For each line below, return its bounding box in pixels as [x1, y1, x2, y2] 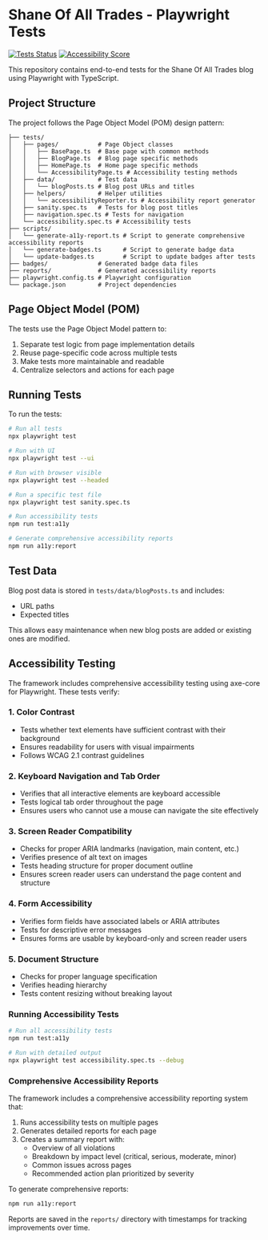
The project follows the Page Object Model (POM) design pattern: [8, 118, 225, 128]
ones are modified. [8, 634, 70, 643]
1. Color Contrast [8, 707, 75, 718]
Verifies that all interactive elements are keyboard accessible [19, 788, 221, 799]
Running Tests [8, 387, 82, 402]
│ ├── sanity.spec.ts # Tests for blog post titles [8, 203, 198, 212]
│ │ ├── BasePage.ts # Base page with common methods [8, 147, 210, 156]
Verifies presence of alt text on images [19, 853, 148, 862]
